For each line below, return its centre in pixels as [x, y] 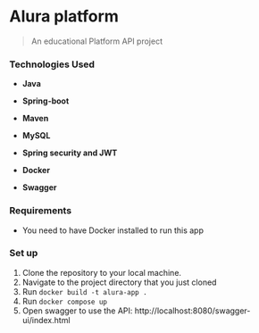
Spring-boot [46, 101]
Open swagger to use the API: [77, 311]
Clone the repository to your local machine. [101, 272]
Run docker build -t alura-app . [84, 291]
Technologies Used [52, 64]
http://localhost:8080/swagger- [192, 311]
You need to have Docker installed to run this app [113, 230]
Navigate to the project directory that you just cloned [119, 282]
